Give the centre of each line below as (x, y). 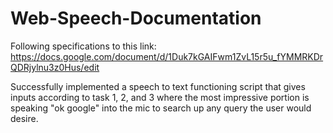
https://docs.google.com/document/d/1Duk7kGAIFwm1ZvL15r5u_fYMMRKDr (167, 56)
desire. (24, 118)
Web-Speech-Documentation (136, 18)
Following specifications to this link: (83, 46)
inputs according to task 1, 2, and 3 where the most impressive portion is (160, 97)
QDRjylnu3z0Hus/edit (55, 67)
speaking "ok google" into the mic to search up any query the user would (161, 108)
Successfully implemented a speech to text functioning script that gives (158, 86)
